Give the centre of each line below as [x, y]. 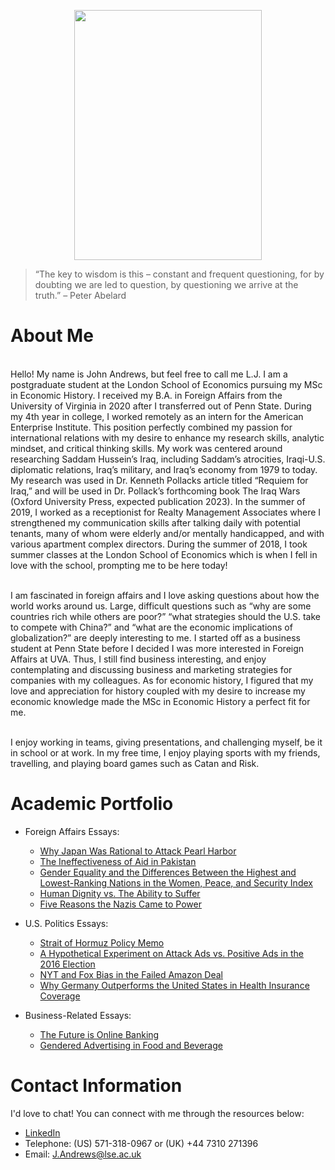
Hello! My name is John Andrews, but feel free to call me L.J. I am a [149, 374]
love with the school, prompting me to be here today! [119, 565]
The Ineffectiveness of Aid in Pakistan [118, 861]
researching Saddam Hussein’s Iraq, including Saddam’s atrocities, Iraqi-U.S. [168, 459]
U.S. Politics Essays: [66, 923]
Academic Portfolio [92, 804]
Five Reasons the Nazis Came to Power [120, 904]
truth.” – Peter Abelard [80, 295]
